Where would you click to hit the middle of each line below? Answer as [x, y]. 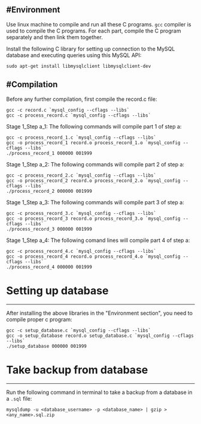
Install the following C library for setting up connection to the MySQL [91, 49]
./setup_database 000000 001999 [46, 346]
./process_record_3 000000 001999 [49, 229]
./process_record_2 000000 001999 [49, 191]
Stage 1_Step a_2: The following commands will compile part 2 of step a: [95, 164]
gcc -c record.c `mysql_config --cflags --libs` [68, 110]
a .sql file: [19, 398]
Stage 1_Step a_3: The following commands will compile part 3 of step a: [95, 202]
